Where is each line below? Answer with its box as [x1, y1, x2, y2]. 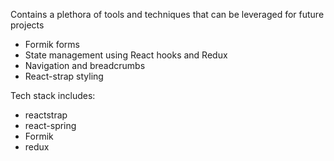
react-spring [24, 120, 77, 131]
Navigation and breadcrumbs [24, 60, 146, 71]
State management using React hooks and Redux [24, 49, 228, 61]
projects [10, 19, 45, 31]
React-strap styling [24, 70, 104, 82]
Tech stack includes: [10, 90, 96, 101]
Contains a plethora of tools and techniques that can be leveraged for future [10, 9, 325, 20]
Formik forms [24, 39, 80, 50]
